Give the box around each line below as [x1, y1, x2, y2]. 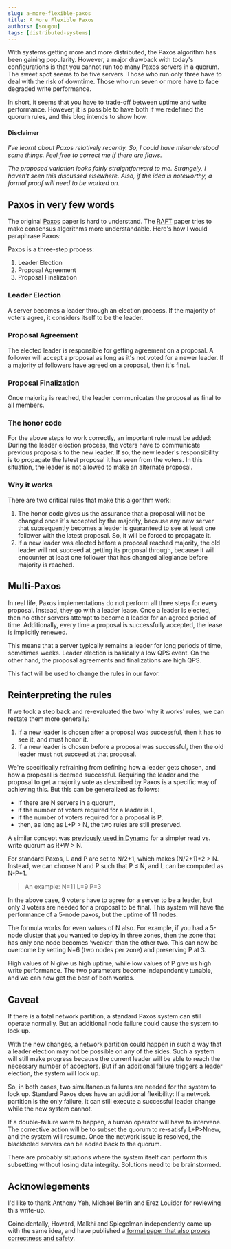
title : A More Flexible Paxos [8, 17, 95, 23]
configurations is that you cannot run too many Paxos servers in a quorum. [8, 63, 219, 71]
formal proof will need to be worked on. [8, 179, 120, 187]
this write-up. [8, 1206, 46, 1214]
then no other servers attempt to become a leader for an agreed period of [8, 613, 217, 622]
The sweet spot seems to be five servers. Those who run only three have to [8, 70, 222, 78]
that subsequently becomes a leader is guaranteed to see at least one [17, 524, 216, 532]
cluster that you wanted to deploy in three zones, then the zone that [23, 931, 216, 940]
